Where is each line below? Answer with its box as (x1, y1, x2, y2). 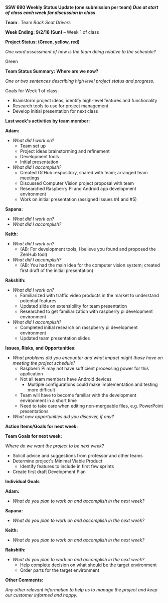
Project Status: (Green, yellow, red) (5, 39, 80, 45)
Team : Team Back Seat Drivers (5, 20, 71, 25)
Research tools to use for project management (12, 103, 109, 109)
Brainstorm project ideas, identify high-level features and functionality (12, 98, 157, 103)
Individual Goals (5, 479, 40, 484)
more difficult (27, 387, 55, 392)
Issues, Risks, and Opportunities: (5, 345, 76, 351)
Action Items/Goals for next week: (5, 423, 78, 429)
